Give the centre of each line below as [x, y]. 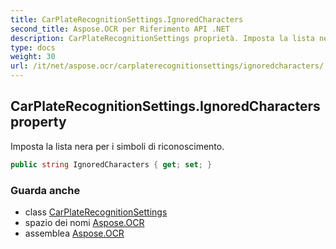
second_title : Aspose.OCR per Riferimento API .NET [120, 29]
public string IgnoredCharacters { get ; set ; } [111, 164]
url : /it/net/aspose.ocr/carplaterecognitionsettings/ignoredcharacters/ [167, 66]
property [38, 122]
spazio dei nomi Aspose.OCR [84, 222]
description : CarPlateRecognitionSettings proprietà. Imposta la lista [162, 38]
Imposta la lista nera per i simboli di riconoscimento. [117, 146]
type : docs [33, 47]
